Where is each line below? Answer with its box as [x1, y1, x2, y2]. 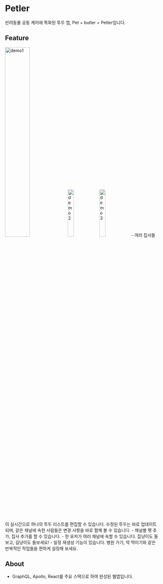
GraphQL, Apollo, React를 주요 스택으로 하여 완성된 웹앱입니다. [12, 573, 133, 579]
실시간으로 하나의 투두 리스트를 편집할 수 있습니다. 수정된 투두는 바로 [10, 521, 140, 527]
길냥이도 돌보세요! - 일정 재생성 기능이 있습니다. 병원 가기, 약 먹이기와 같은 [15, 539, 156, 545]
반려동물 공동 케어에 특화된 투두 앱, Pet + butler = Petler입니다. [5, 19, 126, 25]
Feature [5, 34, 29, 42]
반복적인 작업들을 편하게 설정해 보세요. [5, 545, 78, 551]
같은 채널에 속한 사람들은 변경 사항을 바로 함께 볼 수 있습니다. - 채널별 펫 [15, 527, 152, 533]
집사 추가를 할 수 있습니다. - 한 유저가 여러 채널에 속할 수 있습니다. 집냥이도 [11, 533, 153, 539]
